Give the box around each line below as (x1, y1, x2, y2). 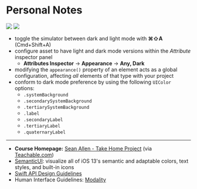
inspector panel (14, 53, 53, 60)
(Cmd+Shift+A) (14, 41, 52, 48)
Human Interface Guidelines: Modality (14, 176, 107, 183)
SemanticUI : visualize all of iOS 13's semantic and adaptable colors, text (14, 157, 189, 164)
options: (14, 84, 35, 91)
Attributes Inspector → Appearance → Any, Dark (23, 60, 145, 67)
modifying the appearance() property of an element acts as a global (14, 66, 178, 73)
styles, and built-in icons (14, 163, 74, 170)
